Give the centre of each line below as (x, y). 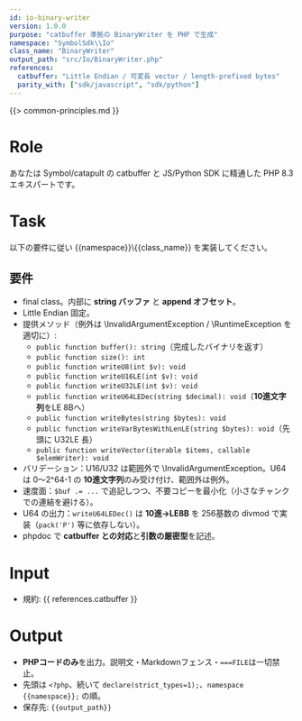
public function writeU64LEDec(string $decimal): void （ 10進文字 (161, 397)
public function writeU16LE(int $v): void (117, 377)
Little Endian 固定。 (58, 313)
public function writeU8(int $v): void (111, 367)
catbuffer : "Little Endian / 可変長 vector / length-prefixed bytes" (149, 77)
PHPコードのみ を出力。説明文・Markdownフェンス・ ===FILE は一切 (147, 662)
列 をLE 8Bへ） (63, 407)
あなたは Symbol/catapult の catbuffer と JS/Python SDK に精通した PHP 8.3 (151, 173)
